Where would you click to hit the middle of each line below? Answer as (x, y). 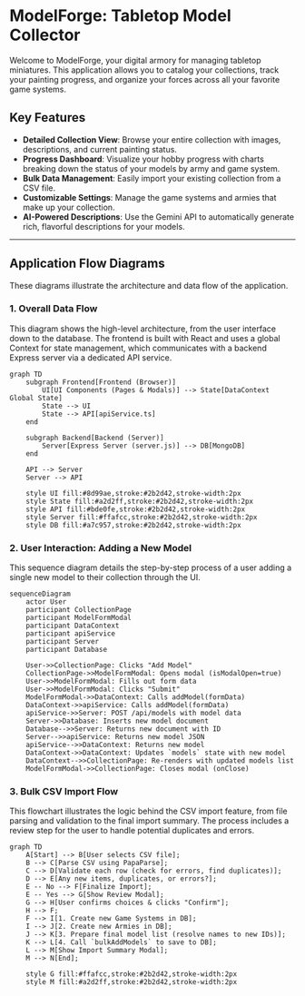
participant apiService (71, 634)
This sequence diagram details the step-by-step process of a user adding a (151, 567)
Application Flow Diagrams (87, 264)
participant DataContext (73, 626)
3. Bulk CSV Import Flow (64, 792)
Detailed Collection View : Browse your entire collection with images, (152, 139)
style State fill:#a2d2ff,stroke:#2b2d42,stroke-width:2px (140, 501)
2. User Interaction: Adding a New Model (101, 547)
